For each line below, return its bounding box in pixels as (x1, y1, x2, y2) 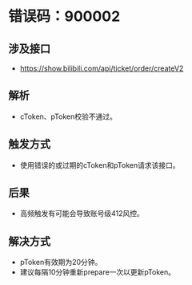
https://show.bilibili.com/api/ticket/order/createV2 (19, 63, 184, 73)
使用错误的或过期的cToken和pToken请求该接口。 (19, 160, 180, 169)
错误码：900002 (8, 7, 121, 26)
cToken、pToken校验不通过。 (19, 112, 118, 121)
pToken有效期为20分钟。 (19, 258, 102, 267)
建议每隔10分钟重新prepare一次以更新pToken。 (19, 267, 176, 277)
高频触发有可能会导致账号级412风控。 (19, 209, 144, 218)
